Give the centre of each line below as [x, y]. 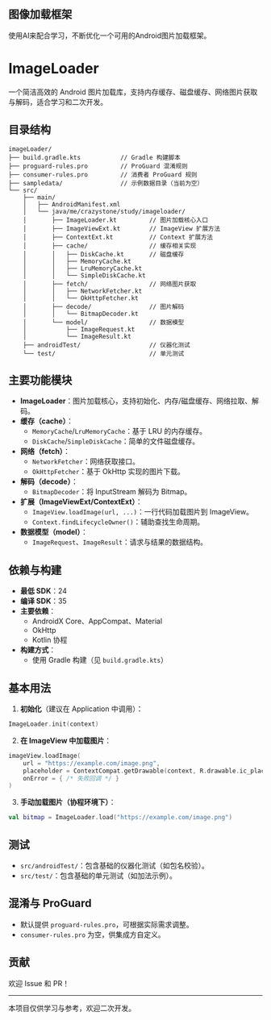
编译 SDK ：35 [43, 601]
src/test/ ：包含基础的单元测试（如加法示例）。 [98, 875]
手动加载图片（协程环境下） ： [68, 802]
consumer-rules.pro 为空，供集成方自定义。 [92, 935]
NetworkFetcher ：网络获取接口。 [85, 461]
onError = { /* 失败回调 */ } [71, 778]
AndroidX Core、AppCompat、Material [97, 621]
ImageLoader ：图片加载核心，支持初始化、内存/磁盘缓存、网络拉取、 [136, 401]
